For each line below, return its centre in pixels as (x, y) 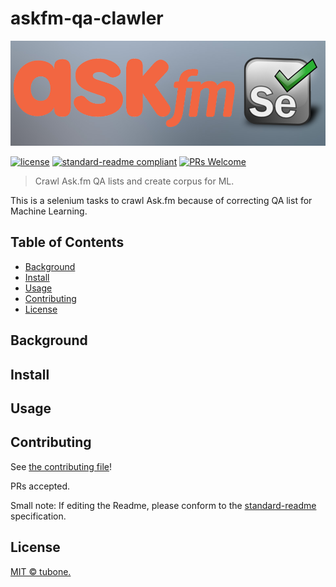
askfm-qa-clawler (87, 18)
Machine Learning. (49, 211)
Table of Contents (67, 242)
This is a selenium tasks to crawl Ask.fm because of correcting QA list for (161, 200)
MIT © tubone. (41, 571)
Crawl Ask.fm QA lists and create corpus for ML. (134, 181)
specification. (38, 516)
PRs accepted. (40, 486)
